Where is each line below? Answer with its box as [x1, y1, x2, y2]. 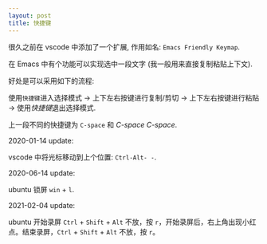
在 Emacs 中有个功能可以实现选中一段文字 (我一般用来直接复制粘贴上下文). [8, 59, 253, 69]
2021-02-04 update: [8, 200, 76, 210]
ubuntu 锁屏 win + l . [8, 184, 74, 194]
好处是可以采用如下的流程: [8, 76, 95, 85]
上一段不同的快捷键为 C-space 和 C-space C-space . [8, 120, 178, 129]
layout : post [8, 11, 52, 20]
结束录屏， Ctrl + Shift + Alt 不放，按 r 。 [22, 226, 160, 236]
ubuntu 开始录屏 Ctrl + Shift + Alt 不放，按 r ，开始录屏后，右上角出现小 [8, 217, 249, 226]
